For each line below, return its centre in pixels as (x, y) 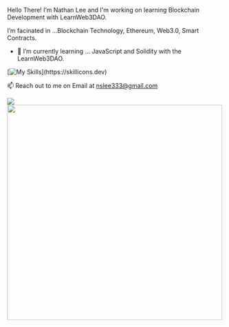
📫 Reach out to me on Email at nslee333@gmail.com (83, 86)
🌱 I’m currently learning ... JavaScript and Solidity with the (99, 51)
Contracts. (22, 38)
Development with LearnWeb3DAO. (57, 17)
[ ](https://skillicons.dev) (57, 72)
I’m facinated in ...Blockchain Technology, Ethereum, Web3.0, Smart (103, 31)
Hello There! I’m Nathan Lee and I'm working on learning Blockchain (103, 10)
